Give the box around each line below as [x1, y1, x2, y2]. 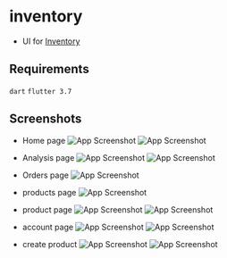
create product [21, 238, 78, 249]
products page [21, 187, 77, 197]
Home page [21, 135, 66, 146]
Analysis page [21, 152, 75, 162]
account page [21, 221, 74, 232]
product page [21, 204, 73, 215]
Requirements [9, 62, 89, 77]
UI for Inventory [21, 36, 80, 46]
